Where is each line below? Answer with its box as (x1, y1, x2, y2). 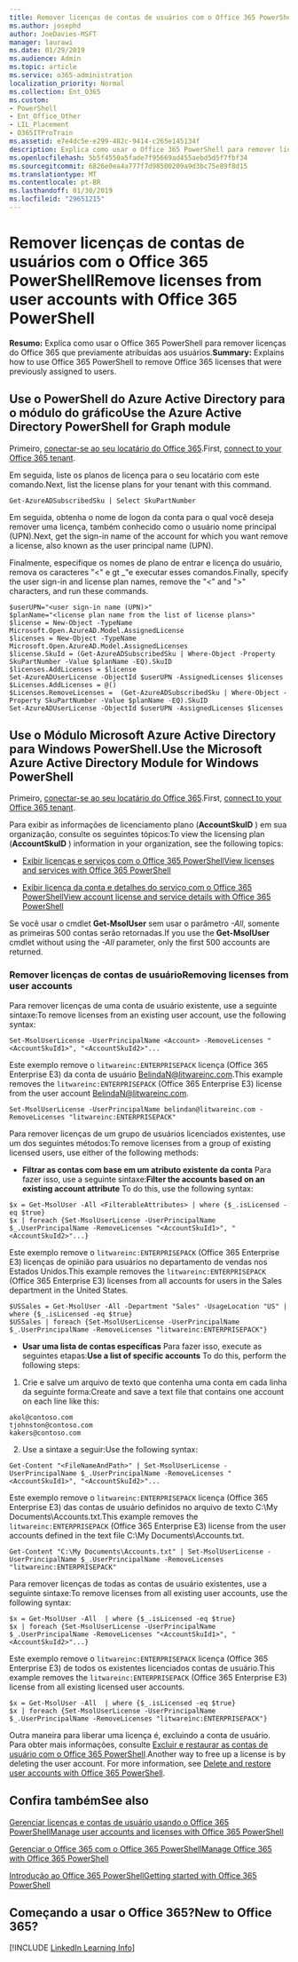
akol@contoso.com (9, 1412, 74, 1421)
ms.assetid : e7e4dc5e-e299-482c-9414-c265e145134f (9, 137, 200, 146)
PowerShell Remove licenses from (9, 271, 263, 291)
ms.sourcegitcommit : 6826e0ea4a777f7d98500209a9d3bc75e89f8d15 (9, 162, 248, 170)
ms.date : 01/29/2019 (9, 46, 86, 55)
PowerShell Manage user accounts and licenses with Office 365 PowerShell (9, 1826, 284, 1837)
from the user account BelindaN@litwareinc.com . (9, 1088, 189, 1098)
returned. (9, 946, 43, 957)
